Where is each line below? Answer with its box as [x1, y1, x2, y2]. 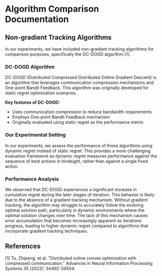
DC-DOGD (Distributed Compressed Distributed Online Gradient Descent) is [5, 75, 157, 80]
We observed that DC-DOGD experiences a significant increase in [5, 186, 137, 192]
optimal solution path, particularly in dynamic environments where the [5, 207, 145, 213]
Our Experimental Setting [5, 132, 66, 138]
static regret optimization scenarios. [5, 90, 77, 96]
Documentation [5, 14, 69, 25]
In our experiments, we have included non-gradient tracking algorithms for [5, 46, 154, 52]
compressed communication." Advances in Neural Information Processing [5, 260, 153, 266]
